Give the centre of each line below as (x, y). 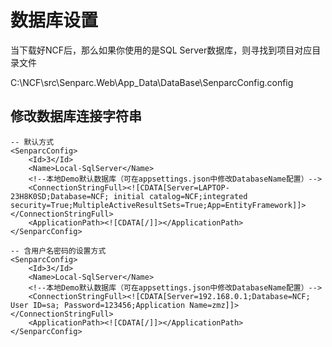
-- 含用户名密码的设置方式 (58, 251)
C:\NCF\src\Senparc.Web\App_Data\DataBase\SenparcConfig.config (152, 82)
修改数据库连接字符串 (76, 116)
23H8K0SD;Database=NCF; (60, 196)
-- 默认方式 (32, 142)
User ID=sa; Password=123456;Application (98, 305)
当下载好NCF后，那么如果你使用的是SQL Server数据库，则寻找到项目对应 (161, 50)
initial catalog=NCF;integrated (180, 196)
